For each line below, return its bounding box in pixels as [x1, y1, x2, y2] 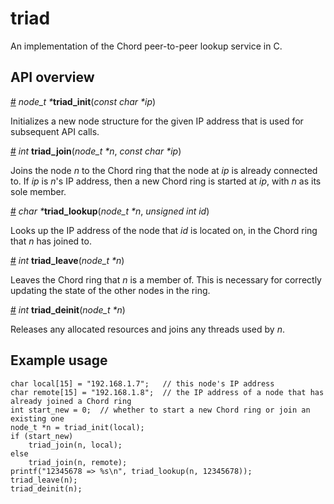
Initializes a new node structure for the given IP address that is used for [10, 115, 304, 127]
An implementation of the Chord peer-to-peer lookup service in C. [10, 40, 283, 52]
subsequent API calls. [10, 125, 100, 137]
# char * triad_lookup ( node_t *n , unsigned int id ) [10, 205, 210, 217]
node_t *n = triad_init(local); [10, 422, 145, 432]
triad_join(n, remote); [28, 457, 128, 467]
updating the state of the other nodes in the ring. [10, 284, 211, 296]
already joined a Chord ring [10, 396, 132, 406]
